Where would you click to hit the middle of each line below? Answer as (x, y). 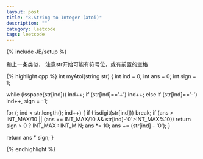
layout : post (23, 12)
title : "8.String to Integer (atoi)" (54, 18)
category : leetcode (31, 29)
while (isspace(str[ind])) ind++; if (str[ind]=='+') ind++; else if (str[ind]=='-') (102, 95)
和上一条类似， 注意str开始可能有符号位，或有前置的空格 (77, 64)
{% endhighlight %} (31, 149)
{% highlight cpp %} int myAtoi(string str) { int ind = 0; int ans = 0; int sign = (101, 76)
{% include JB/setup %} (37, 52)
